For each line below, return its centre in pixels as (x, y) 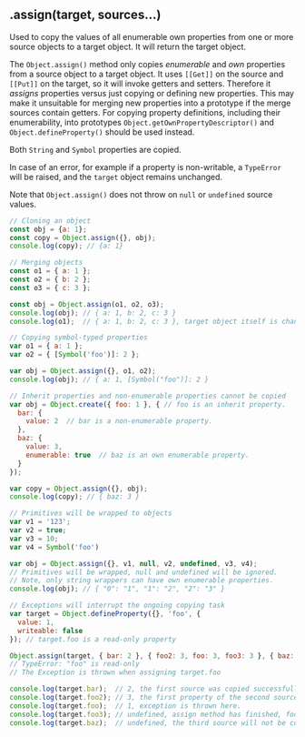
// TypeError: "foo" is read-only (75, 664)
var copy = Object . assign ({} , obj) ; (79, 489)
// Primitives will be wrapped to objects (91, 513)
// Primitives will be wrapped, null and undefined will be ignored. (144, 572)
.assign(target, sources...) (85, 15)
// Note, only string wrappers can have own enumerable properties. (142, 581)
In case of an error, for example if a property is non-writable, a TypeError (145, 167)
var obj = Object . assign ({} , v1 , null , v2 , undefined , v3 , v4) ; (133, 563)
